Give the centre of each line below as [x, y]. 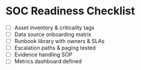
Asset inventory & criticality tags [54, 28]
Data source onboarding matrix [52, 34]
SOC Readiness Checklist [70, 11]
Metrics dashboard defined [48, 62]
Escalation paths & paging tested [55, 48]
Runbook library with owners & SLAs [59, 41]
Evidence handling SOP [43, 54]
